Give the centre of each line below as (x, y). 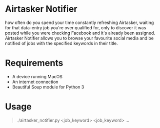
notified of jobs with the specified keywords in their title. (61, 43)
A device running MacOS (37, 76)
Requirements (34, 63)
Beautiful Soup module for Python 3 (48, 87)
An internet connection (35, 82)
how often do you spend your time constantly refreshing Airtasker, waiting (80, 22)
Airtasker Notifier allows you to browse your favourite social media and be (79, 38)
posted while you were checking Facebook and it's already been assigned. (80, 33)
